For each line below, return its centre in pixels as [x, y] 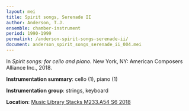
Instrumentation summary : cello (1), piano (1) [62, 79]
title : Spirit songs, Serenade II [49, 17]
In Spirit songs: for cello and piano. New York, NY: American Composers [94, 61]
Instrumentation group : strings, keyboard [57, 90]
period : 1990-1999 [29, 34]
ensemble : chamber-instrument [44, 28]
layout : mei [21, 12]
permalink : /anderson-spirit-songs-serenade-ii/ [67, 39]
